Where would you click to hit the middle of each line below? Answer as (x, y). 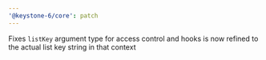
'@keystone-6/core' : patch (53, 16)
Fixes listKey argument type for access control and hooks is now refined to (133, 38)
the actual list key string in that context (72, 47)
